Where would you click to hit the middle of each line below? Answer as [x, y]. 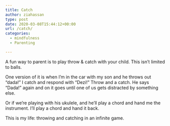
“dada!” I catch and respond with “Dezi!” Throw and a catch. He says [77, 82]
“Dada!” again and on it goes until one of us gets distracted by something [82, 88]
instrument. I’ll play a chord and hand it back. [52, 108]
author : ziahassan [25, 15]
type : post [17, 19]
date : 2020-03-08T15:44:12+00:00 [41, 24]
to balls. [13, 67]
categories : [18, 33]
